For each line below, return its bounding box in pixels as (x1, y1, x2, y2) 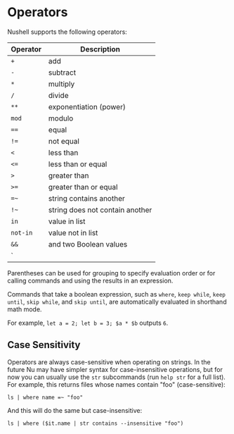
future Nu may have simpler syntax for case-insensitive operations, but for (7, 365, 223, 373)
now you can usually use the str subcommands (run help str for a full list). (7, 373, 226, 381)
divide (48, 90, 69, 100)
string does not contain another (48, 205, 152, 215)
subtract (48, 68, 76, 77)
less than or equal (48, 159, 108, 169)
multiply (48, 79, 75, 89)
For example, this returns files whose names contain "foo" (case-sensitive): (7, 380, 226, 388)
